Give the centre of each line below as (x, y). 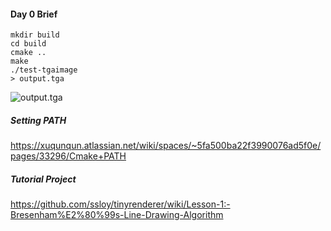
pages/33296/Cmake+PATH (68, 156)
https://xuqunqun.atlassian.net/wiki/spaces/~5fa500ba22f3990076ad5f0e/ (166, 146)
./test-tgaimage (44, 70)
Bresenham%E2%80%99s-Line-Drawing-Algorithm (117, 215)
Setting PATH (38, 120)
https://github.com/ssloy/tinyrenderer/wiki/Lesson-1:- (120, 204)
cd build (28, 44)
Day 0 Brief (34, 14)
